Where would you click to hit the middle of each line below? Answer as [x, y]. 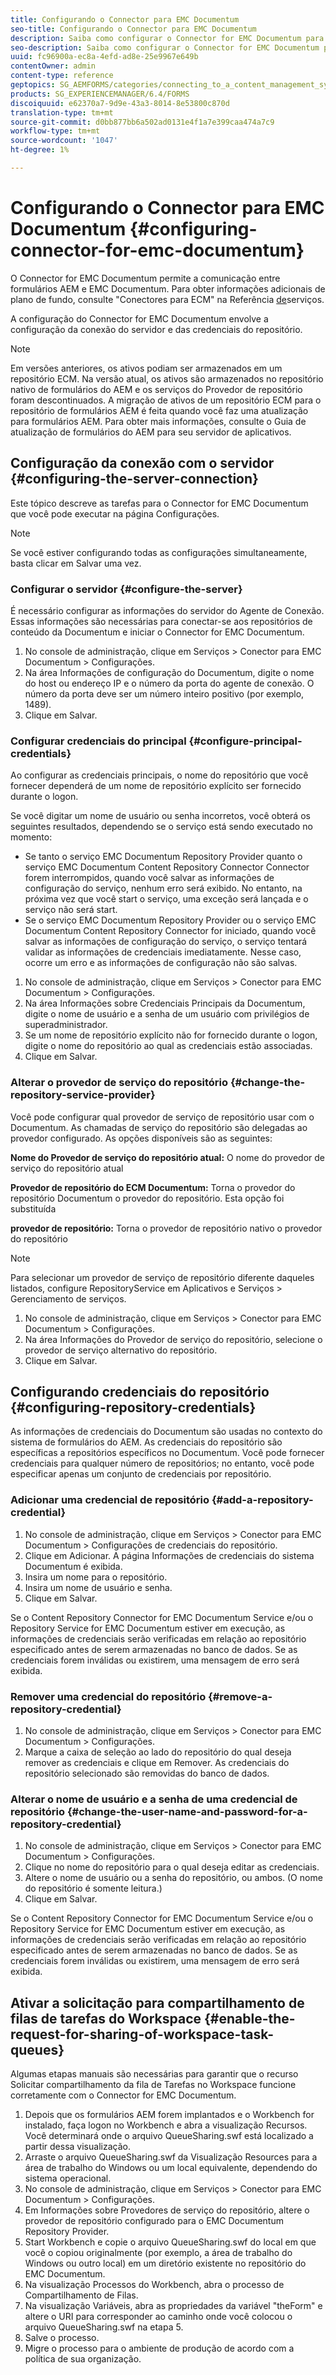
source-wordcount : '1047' [64, 141]
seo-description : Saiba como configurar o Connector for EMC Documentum [165, 47]
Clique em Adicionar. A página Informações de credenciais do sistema [169, 1555]
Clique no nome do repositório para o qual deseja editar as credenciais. [172, 1867]
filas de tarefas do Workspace [106, 2018]
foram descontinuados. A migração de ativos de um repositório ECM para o [166, 400]
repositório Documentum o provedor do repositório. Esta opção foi [147, 1198]
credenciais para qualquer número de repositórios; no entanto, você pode [162, 1463]
